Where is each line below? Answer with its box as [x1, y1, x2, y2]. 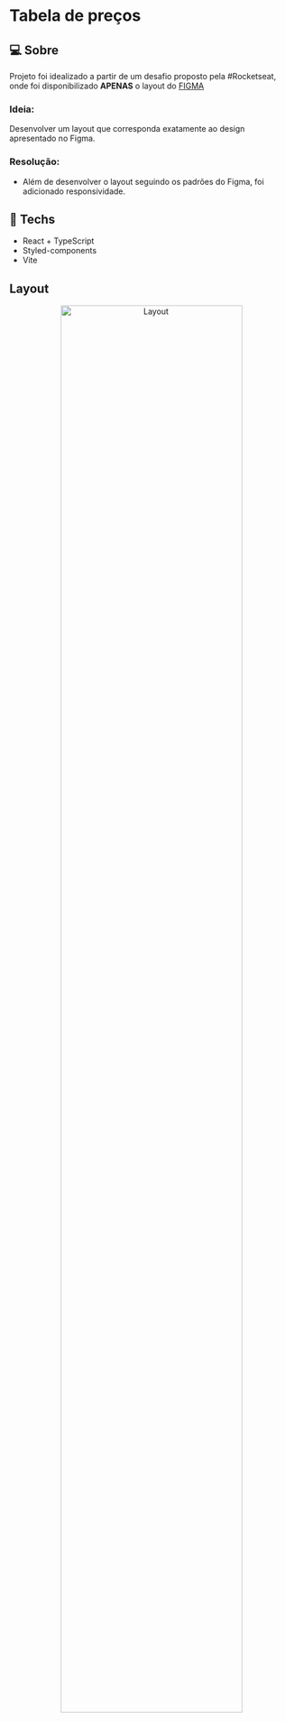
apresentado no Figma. [9, 133, 96, 144]
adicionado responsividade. [22, 186, 126, 197]
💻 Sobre [9, 42, 59, 58]
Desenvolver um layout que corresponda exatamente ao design [9, 124, 245, 134]
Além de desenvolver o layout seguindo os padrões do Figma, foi [22, 176, 264, 187]
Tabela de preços [9, 5, 142, 26]
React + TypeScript [22, 235, 95, 246]
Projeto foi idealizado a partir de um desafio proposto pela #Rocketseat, [9, 71, 277, 81]
